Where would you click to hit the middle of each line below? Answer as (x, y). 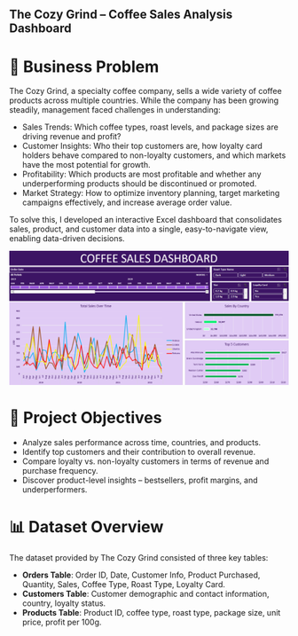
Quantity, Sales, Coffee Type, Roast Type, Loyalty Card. (124, 584)
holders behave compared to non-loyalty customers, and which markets (154, 155)
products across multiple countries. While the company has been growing (144, 100)
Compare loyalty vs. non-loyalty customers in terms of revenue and (145, 461)
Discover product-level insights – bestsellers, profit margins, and (140, 480)
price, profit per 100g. (62, 622)
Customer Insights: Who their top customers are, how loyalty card (142, 146)
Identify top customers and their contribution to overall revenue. (139, 451)
